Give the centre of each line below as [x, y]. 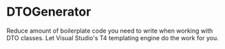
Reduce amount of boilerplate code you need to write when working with [110, 31]
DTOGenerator [49, 12]
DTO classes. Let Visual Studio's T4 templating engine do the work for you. [113, 37]
